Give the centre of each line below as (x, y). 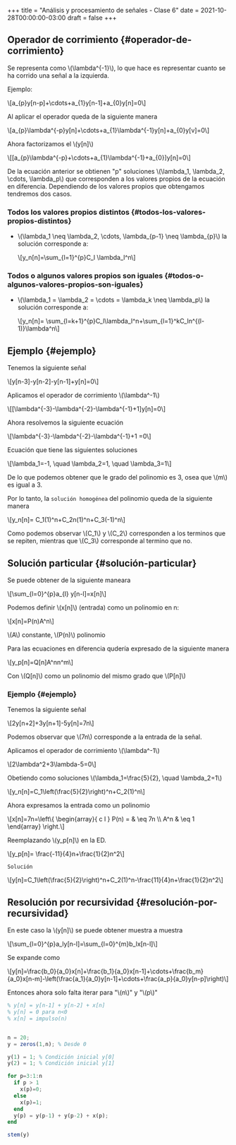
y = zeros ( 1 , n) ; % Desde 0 (47, 1044)
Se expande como (34, 958)
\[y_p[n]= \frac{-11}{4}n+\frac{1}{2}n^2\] (66, 854)
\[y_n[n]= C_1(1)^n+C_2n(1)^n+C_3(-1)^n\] (66, 520)
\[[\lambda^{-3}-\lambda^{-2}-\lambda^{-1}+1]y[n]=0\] (87, 409)
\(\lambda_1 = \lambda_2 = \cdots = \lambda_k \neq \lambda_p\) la (113, 300)
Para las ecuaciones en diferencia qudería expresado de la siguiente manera (118, 648)
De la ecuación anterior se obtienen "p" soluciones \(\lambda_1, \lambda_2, (116, 171)
